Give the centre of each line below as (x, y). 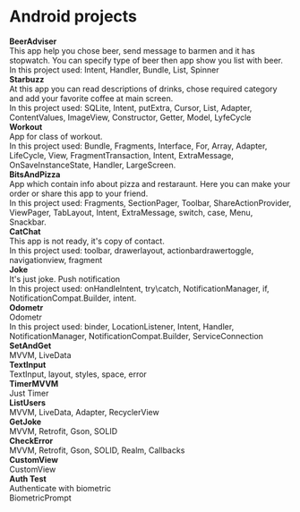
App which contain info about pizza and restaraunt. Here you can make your (150, 183)
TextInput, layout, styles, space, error (78, 374)
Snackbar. (28, 222)
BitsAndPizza (35, 174)
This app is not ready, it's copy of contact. (87, 241)
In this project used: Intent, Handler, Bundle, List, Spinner (114, 70)
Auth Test (28, 478)
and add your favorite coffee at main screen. (91, 98)
